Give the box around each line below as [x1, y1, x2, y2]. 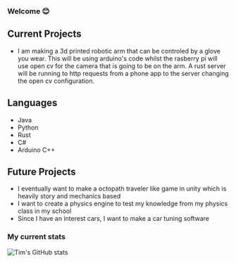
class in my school [17, 207, 72, 215]
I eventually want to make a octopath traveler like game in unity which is [17, 184, 227, 193]
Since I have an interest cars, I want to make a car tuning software [17, 214, 210, 223]
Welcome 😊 [7, 6, 50, 16]
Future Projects [7, 165, 76, 178]
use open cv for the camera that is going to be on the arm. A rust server [17, 61, 227, 70]
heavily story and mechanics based [17, 192, 121, 200]
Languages [7, 97, 58, 109]
